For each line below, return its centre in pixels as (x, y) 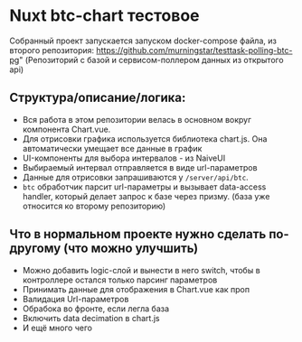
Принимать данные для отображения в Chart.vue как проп (136, 289)
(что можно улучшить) (131, 249)
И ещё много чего (57, 328)
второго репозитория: (52, 50)
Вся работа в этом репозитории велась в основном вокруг (137, 119)
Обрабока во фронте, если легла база (96, 309)
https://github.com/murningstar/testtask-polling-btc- (194, 50)
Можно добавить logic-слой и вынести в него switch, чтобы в (141, 270)
